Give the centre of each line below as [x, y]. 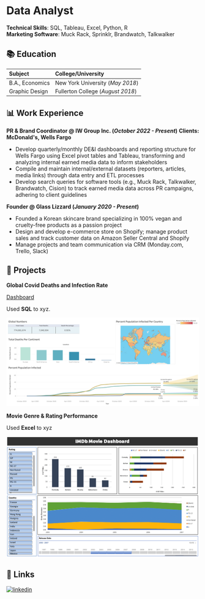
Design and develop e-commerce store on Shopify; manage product [101, 232]
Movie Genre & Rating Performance [52, 416]
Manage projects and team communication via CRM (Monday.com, [99, 245]
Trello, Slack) [32, 251]
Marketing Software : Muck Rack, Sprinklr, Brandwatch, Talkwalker [91, 34]
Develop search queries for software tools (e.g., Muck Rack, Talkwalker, [106, 182]
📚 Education [32, 54]
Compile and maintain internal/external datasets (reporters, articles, [100, 169]
